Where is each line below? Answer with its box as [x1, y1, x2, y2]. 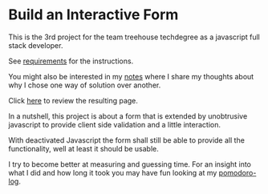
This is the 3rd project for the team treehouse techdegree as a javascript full [8, 32, 261, 42]
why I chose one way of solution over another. [8, 80, 161, 90]
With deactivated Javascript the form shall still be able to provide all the [8, 135, 245, 145]
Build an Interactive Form [8, 6, 179, 24]
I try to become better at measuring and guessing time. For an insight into [8, 159, 251, 169]
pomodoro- [218, 168, 257, 177]
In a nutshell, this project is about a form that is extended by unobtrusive [8, 111, 248, 121]
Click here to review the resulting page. [8, 95, 139, 105]
